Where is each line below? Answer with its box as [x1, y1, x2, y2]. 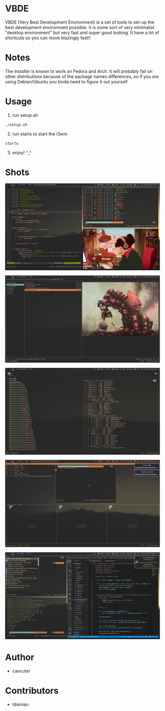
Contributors [5, 685, 59, 696]
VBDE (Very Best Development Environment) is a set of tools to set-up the [5, 19, 155, 25]
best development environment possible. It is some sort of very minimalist [5, 24, 155, 30]
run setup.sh [12, 112, 38, 118]
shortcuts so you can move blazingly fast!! [5, 35, 91, 41]
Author [5, 652, 34, 663]
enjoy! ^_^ [12, 149, 32, 155]
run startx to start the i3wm [12, 131, 68, 137]
